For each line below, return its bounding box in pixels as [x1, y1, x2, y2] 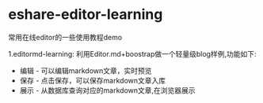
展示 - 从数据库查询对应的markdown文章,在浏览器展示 [19, 85, 196, 95]
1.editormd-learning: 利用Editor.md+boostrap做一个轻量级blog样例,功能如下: [8, 49, 257, 58]
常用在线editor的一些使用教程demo [8, 32, 123, 42]
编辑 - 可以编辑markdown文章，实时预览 [19, 65, 152, 75]
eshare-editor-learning [8, 6, 163, 24]
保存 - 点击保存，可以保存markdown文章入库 [19, 75, 166, 85]
